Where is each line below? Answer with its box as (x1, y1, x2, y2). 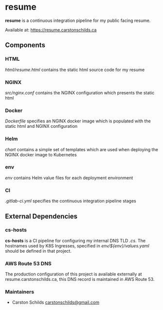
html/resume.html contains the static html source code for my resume (5, 67, 145, 72)
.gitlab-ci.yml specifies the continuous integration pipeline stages (5, 198, 136, 204)
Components (5, 41, 45, 50)
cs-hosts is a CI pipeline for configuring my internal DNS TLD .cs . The (5, 238, 146, 243)
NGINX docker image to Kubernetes (5, 152, 77, 157)
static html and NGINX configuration (5, 123, 78, 129)
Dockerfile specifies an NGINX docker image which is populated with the (5, 118, 151, 124)
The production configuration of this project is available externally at (5, 271, 142, 277)
